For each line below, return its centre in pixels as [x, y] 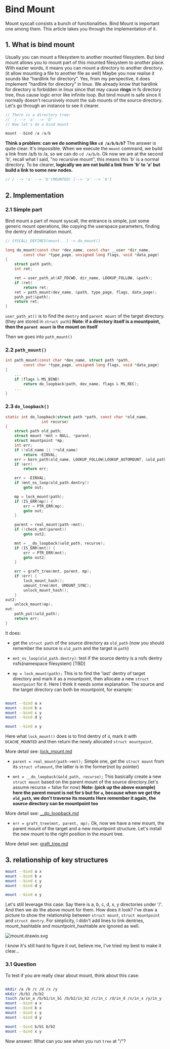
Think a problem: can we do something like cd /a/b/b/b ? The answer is [81, 143]
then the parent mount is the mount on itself [51, 327]
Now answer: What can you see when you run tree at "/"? [66, 1041]
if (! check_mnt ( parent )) [40, 530]
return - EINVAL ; [40, 455]
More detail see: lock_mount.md [39, 751]
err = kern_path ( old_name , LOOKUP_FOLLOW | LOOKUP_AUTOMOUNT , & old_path [90, 460]
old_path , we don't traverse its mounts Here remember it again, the [84, 798]
